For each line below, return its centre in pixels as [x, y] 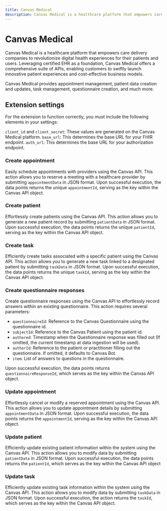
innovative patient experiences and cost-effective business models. [75, 74]
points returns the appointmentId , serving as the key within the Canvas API [81, 418]
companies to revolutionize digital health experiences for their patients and [82, 58]
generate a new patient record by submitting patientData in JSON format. [81, 222]
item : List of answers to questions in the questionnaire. [69, 359]
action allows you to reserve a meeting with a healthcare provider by [75, 177]
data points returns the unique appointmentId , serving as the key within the [82, 187]
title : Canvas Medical [29, 10]
